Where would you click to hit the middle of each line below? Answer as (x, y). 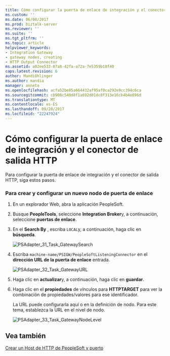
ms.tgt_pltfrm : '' (25, 39)
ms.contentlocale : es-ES (31, 105)
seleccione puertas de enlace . (45, 219)
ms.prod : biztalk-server (31, 24)
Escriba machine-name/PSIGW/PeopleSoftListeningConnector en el (80, 254)
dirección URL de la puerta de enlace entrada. (61, 260)
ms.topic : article (25, 43)
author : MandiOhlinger (29, 76)
